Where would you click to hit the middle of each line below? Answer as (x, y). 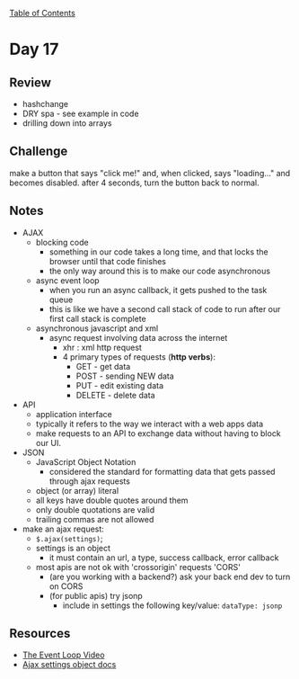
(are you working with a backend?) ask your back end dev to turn (170, 576)
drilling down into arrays (67, 123)
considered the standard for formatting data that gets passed (162, 471)
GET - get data (103, 366)
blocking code (62, 242)
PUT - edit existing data (120, 385)
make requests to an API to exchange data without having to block (158, 433)
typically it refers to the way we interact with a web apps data (149, 424)
